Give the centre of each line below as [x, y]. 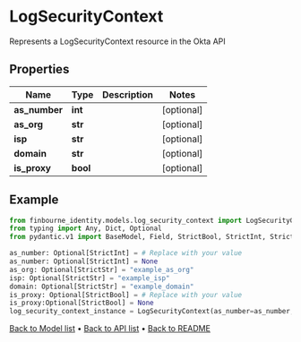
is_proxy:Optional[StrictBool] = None [82, 303]
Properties [39, 69]
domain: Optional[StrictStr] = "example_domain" [102, 286]
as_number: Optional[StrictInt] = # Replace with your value [126, 253]
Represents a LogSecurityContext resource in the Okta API [117, 41]
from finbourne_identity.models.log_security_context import [126, 220]
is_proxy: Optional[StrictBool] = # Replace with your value [126, 295]
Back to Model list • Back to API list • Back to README [110, 329]
